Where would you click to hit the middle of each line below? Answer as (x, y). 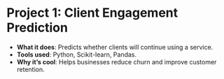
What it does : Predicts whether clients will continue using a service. (115, 47)
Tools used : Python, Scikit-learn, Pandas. (77, 55)
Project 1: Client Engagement (92, 13)
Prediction (37, 28)
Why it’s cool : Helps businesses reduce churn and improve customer (117, 62)
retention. (30, 69)
